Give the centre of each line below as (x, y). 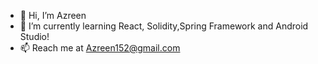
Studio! (34, 36)
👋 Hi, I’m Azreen (53, 15)
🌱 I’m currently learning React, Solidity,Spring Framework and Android (164, 26)
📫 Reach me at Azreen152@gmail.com (100, 48)
